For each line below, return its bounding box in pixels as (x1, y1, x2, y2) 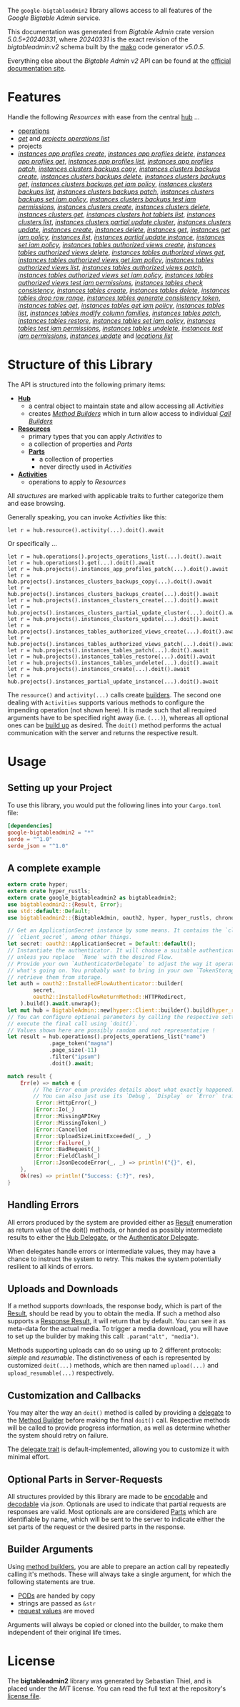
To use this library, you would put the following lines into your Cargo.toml (7, 800, 221, 810)
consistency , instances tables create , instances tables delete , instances (17, 286, 231, 294)
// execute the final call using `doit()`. (7, 1020, 139, 1027)
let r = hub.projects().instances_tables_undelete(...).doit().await (7, 659, 219, 667)
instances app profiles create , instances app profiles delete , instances (17, 149, 226, 158)
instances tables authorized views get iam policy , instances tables (17, 255, 214, 264)
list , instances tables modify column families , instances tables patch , (17, 309, 221, 317)
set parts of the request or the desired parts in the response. (7, 1522, 186, 1531)
